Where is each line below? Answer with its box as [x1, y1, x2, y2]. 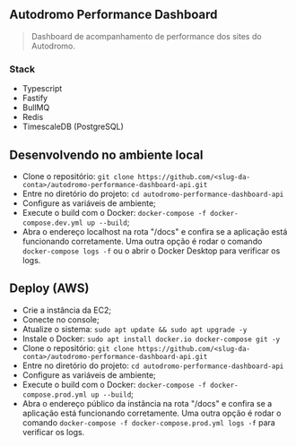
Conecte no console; [22, 313, 100, 325]
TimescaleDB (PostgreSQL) [22, 121, 124, 133]
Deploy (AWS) [9, 281, 90, 296]
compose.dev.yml [22, 219, 83, 227]
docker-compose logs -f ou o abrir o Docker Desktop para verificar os [22, 245, 281, 256]
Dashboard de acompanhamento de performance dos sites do [30, 30, 262, 41]
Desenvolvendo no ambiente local [9, 147, 204, 162]
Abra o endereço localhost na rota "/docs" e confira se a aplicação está [22, 226, 288, 236]
